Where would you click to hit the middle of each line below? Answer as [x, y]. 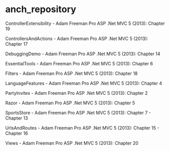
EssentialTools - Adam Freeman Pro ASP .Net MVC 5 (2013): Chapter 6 [79, 63]
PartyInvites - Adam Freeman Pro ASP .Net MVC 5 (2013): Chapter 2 [77, 93]
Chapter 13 [17, 118]
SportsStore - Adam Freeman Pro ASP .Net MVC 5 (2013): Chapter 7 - [78, 112]
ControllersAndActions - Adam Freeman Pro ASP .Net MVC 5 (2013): [77, 39]
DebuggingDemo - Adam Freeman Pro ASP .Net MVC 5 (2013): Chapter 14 [83, 54]
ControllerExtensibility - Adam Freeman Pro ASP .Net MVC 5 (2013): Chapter [85, 23]
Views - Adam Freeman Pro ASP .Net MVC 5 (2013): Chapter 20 [72, 143]
